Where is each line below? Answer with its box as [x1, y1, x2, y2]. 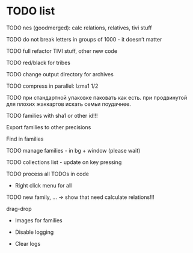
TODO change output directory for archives [6, 70, 114, 78]
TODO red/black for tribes [6, 59, 71, 66]
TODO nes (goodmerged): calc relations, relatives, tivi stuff [6, 24, 152, 31]
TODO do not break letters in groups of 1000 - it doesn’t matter [6, 35, 162, 43]
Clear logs [14, 240, 41, 247]
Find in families [6, 135, 44, 142]
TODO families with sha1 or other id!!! [6, 112, 98, 119]
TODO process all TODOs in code [6, 170, 89, 177]
